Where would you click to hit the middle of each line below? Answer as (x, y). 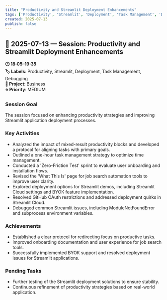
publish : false (21, 24)
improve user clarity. (33, 181)
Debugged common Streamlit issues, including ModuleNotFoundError (83, 208)
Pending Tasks (23, 271)
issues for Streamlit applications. (46, 258)
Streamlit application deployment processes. (51, 121)
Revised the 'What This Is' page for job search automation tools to (80, 176)
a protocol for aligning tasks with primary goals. (61, 150)
